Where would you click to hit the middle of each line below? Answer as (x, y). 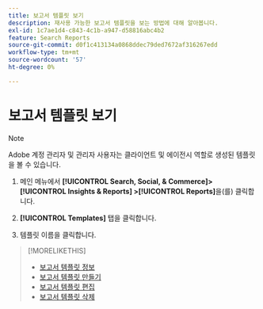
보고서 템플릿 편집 (67, 287)
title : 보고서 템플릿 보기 (46, 15)
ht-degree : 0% (32, 67)
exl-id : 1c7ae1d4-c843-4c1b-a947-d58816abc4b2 (86, 30)
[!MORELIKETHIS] (57, 250)
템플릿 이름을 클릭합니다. (58, 235)
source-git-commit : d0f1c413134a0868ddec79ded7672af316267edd (113, 45)
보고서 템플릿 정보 (67, 267)
